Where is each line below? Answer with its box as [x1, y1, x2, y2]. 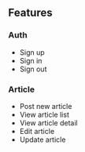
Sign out [19, 64, 47, 74]
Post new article [19, 101, 72, 110]
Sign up [19, 47, 45, 57]
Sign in [19, 56, 42, 65]
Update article [19, 135, 66, 144]
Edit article [19, 126, 55, 136]
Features [8, 6, 53, 20]
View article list [19, 110, 69, 119]
